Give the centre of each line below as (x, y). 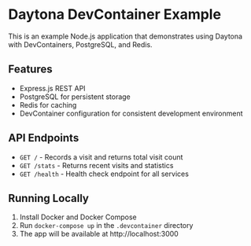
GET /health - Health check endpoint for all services (104, 174)
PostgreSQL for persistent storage (75, 97)
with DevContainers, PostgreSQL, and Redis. (80, 44)
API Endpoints (44, 138)
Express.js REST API (52, 88)
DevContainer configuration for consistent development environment (131, 113)
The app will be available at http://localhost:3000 (99, 234)
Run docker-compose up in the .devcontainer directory (106, 226)
